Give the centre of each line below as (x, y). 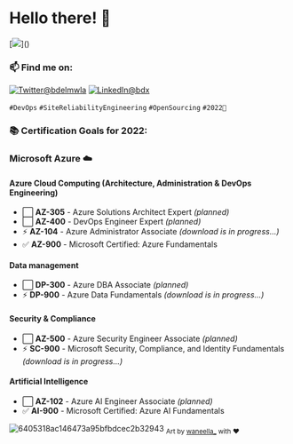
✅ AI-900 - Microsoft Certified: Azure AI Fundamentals (123, 410)
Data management (44, 265)
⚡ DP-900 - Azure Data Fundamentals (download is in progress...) (143, 295)
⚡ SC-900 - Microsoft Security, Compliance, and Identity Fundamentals (153, 348)
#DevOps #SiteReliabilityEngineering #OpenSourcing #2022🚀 (118, 108)
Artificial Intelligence (49, 382)
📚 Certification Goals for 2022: (79, 131)
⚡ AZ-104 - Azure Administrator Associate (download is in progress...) (150, 232)
